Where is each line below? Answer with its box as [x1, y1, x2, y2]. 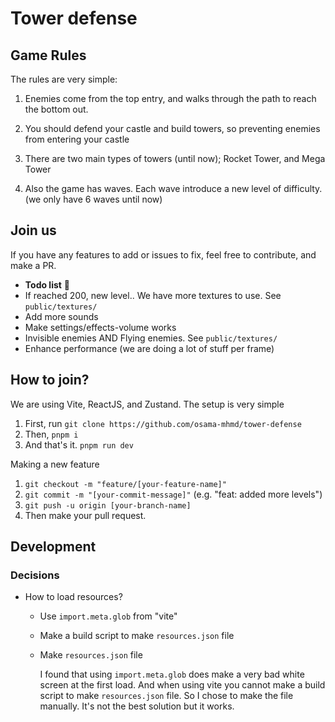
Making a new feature [10, 458, 100, 470]
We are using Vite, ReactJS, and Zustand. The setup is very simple [10, 398, 285, 410]
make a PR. [10, 259, 57, 271]
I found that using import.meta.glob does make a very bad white [39, 668, 305, 681]
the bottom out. [24, 103, 89, 115]
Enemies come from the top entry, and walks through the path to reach [24, 93, 317, 104]
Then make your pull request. [24, 509, 147, 521]
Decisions [10, 568, 60, 582]
